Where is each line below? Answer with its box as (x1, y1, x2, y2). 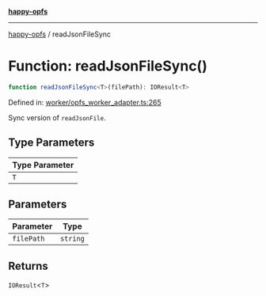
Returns (8, 259, 49, 272)
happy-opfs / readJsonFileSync (8, 29, 112, 39)
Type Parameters (8, 136, 95, 150)
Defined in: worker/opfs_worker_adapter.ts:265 (8, 97, 162, 107)
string (59, 234, 85, 244)
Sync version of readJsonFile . (8, 112, 106, 122)
